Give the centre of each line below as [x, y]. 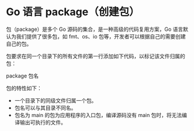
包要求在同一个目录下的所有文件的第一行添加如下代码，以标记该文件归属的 [96, 56]
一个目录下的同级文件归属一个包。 [56, 100]
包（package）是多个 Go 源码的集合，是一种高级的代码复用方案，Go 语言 [95, 29]
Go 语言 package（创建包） [73, 12]
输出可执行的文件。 [43, 122]
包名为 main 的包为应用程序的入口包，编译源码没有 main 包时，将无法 [98, 115]
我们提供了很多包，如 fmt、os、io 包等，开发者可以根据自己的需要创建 [101, 36]
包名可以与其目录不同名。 [45, 108]
